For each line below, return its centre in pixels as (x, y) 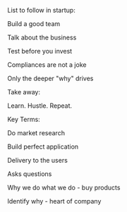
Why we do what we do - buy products (64, 187)
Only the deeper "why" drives (50, 78)
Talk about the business (42, 37)
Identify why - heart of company (54, 201)
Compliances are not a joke (47, 65)
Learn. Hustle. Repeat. (40, 106)
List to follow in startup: (41, 10)
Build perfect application (43, 146)
